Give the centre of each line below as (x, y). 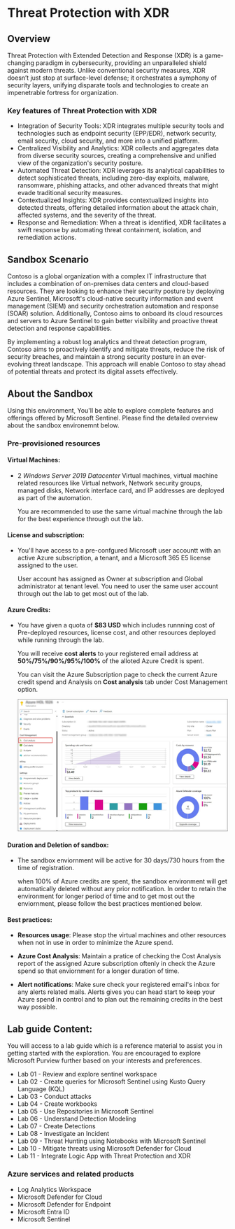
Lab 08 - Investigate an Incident (63, 1134)
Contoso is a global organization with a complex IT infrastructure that (107, 276)
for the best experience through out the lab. (80, 519)
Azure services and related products (71, 1174)
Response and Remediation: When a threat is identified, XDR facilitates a (122, 222)
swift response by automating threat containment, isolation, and (109, 230)
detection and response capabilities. (59, 328)
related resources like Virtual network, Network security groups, (110, 483)
